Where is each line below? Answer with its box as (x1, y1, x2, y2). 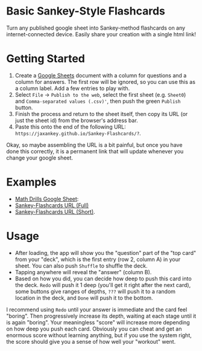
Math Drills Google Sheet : (14, 195, 79, 202)
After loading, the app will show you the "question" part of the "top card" (14, 249, 197, 256)
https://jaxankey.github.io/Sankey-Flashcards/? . (14, 129, 142, 137)
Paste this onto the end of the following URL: (14, 123, 127, 130)
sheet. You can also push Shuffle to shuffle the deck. (14, 262, 148, 269)
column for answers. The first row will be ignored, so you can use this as (14, 78, 196, 85)
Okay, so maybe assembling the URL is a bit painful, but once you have (6, 141, 183, 149)
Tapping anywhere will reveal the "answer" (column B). (14, 268, 152, 275)
